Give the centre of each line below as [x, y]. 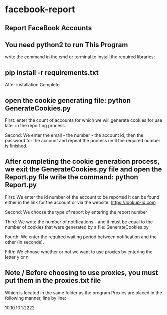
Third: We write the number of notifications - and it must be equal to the [79, 222]
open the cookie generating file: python [68, 100]
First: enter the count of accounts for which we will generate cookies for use [83, 120]
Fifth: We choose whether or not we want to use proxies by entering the [79, 252]
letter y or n [17, 257]
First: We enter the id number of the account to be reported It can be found [82, 197]
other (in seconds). [25, 242]
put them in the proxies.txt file [53, 281]
